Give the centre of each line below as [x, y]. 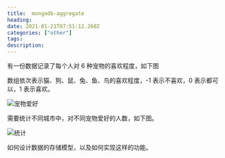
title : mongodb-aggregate [46, 13]
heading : [20, 20]
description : [26, 45]
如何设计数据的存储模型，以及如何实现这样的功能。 [79, 147]
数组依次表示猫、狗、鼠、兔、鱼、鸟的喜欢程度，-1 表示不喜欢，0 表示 [107, 80]
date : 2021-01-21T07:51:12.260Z [53, 26]
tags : [15, 39]
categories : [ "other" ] [40, 33]
